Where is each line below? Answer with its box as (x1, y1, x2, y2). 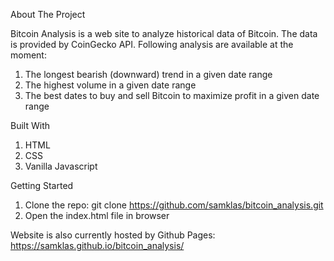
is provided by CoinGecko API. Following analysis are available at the (10, 39, 294, 50)
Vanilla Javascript (24, 160, 98, 172)
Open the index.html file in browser (24, 210, 170, 221)
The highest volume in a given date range (24, 79, 197, 91)
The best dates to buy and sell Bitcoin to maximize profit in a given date (24, 90, 320, 101)
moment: (10, 49, 47, 61)
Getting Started (10, 180, 74, 191)
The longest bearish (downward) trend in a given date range (24, 69, 273, 80)
